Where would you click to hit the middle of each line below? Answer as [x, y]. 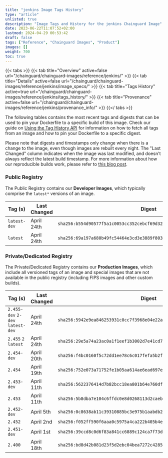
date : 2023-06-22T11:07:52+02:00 [40, 28]
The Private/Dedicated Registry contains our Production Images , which [79, 267]
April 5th [41, 411]
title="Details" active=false [33, 81]
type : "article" [22, 14]
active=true [17, 92]
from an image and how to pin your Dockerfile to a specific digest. [73, 133]
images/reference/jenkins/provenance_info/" [51, 107]
